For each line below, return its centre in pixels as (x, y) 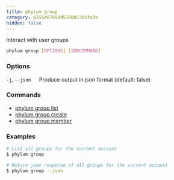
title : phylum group (32, 12)
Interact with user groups (38, 40)
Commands (23, 95)
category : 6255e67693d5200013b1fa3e (52, 17)
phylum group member (43, 121)
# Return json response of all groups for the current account (87, 165)
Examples (21, 136)
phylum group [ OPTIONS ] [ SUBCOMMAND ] (54, 51)
